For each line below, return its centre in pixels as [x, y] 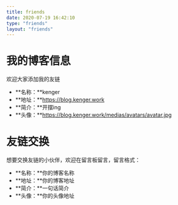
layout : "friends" [30, 29]
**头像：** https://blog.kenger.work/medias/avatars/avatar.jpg [94, 115]
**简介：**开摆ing [38, 107]
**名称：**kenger [37, 92]
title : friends [26, 12]
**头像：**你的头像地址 [45, 196]
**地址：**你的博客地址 [45, 181]
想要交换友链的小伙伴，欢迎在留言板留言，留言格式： [73, 160]
